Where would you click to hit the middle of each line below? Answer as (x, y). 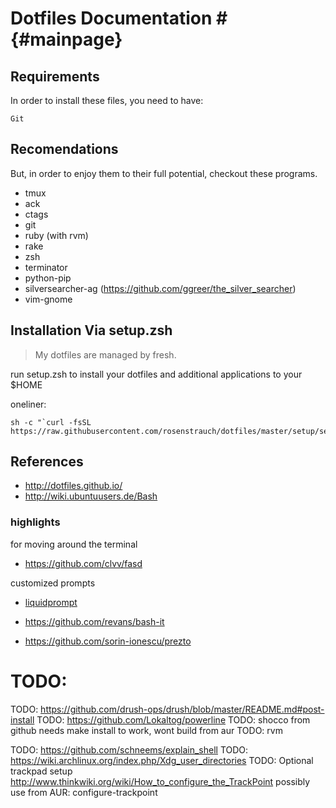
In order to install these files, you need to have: (107, 100)
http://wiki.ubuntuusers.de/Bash (91, 496)
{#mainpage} (66, 39)
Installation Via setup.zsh (91, 330)
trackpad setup (41, 771)
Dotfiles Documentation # (119, 18)
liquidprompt (51, 602)
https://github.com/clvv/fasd (83, 563)
